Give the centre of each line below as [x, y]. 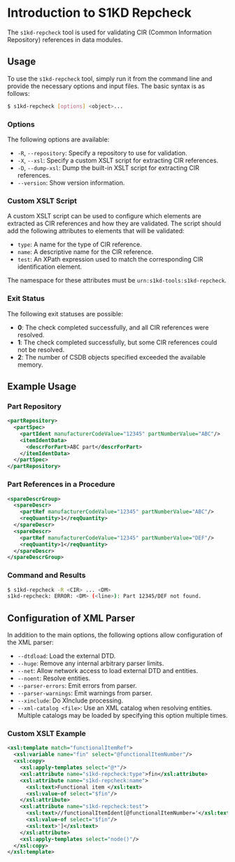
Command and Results [47, 575]
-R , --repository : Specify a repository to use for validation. [102, 153]
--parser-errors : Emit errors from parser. [77, 686]
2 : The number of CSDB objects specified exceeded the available [112, 357]
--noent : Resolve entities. [54, 678]
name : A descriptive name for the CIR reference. [85, 252]
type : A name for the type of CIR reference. [79, 245]
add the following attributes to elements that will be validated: [96, 231]
